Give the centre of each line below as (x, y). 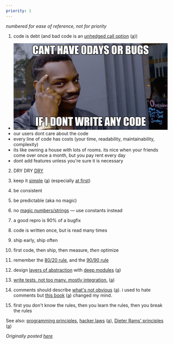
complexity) (26, 144)
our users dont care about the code (51, 133)
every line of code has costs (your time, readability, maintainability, (84, 139)
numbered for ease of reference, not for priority (56, 26)
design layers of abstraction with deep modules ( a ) (67, 270)
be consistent (28, 190)
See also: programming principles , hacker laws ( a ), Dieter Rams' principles (85, 320)
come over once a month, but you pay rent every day (69, 155)
